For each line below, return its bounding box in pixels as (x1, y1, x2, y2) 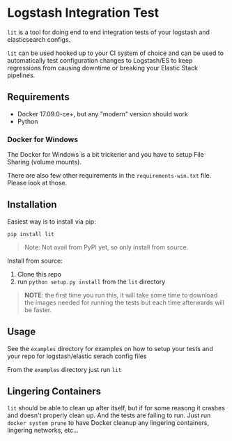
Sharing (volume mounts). (7, 158, 82, 167)
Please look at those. (7, 179, 68, 187)
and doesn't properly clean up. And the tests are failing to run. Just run (7, 411, 211, 419)
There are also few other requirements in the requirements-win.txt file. (7, 171, 212, 180)
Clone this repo (17, 270, 61, 278)
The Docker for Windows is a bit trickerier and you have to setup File (7, 150, 204, 159)
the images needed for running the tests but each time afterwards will (24, 298, 225, 307)
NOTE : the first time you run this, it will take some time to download (24, 291, 218, 299)
